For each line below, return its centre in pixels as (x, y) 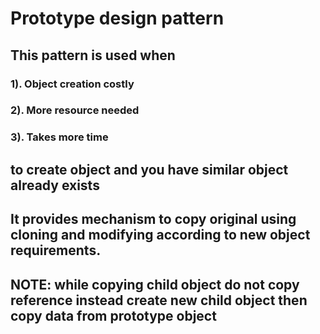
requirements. (56, 250)
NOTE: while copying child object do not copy (155, 284)
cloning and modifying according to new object (160, 235)
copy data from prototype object (113, 315)
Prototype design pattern (117, 18)
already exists (55, 185)
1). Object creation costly (72, 84)
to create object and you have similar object (149, 169)
